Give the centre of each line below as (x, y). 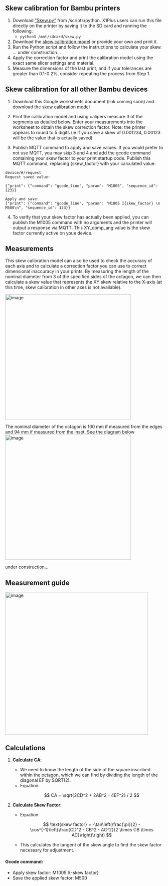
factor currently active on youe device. (52, 233)
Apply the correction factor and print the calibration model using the (83, 58)
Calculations (25, 748)
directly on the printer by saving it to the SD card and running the (79, 26)
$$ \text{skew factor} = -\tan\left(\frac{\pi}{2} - (92, 824)
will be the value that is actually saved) (52, 138)
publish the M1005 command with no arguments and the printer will (82, 222)
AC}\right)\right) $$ (92, 835)
